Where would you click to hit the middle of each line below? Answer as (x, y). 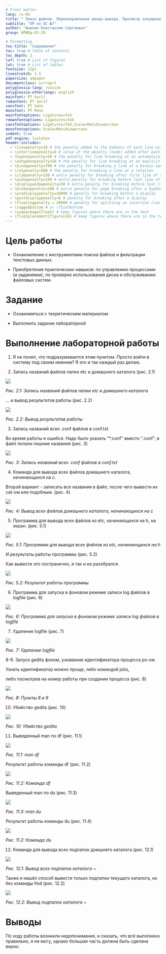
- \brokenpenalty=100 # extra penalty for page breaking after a (79, 189)
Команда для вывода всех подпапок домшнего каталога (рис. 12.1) (83, 850)
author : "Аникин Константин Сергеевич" (47, 28)
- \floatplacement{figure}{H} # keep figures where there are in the (83, 216)
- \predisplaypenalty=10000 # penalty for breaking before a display (83, 193)
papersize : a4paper (26, 79)
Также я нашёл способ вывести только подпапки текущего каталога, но (82, 878)
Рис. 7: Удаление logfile (30, 650)
